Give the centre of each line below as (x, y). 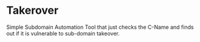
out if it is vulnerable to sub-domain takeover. (63, 33)
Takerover (33, 10)
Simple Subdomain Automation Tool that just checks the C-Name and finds (100, 27)
